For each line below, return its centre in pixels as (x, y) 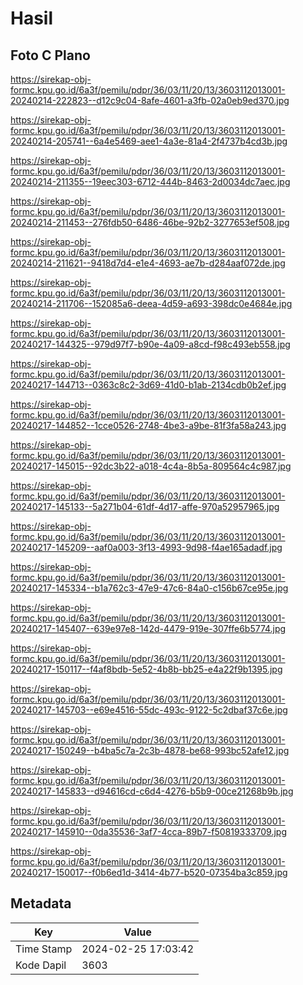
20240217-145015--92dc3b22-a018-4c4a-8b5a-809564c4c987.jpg (151, 466)
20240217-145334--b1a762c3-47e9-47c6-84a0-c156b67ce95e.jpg (149, 588)
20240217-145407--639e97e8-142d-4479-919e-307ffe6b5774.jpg (148, 628)
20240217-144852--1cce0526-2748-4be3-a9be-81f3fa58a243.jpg (148, 425)
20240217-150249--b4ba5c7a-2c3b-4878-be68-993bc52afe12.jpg (150, 750)
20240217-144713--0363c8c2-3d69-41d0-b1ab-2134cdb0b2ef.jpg (148, 385)
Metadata (41, 903)
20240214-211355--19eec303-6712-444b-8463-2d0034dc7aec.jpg (150, 181)
